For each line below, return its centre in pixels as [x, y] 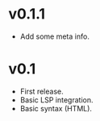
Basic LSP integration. [56, 100]
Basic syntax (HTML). [56, 108]
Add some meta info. [55, 36]
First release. [42, 91]
